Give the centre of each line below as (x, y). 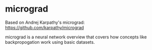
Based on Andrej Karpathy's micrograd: (45, 22)
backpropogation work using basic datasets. (50, 42)
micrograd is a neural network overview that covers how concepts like (76, 37)
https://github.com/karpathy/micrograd (45, 27)
